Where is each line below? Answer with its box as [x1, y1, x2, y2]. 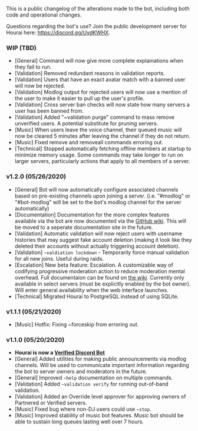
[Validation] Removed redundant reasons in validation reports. [14, 70, 165, 77]
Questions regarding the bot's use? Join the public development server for [6, 23, 187, 30]
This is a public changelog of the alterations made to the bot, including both [6, 5, 190, 12]
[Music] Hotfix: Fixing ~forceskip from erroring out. [14, 320, 139, 328]
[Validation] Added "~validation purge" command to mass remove [14, 114, 175, 121]
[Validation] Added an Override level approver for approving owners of [14, 393, 186, 400]
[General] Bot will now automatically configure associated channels [14, 186, 179, 193]
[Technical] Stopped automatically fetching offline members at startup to [14, 145, 192, 153]
